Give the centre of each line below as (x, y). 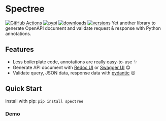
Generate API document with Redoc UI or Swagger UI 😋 (72, 67)
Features (20, 49)
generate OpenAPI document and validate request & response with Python (83, 28)
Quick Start (24, 89)
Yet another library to (134, 23)
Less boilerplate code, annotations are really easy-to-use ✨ (75, 62)
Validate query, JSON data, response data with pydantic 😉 (74, 73)
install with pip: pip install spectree (44, 101)
